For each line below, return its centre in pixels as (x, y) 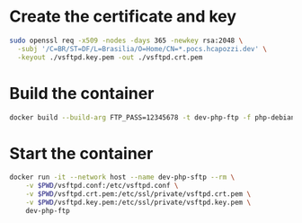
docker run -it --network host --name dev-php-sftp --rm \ (122, 177)
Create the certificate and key (123, 17)
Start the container (81, 153)
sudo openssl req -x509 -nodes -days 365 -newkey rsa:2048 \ (126, 40)
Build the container (82, 93)
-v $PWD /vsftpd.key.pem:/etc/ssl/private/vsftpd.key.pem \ (138, 202)
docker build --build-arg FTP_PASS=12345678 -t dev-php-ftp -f (130, 117)
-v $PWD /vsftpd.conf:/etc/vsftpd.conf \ (102, 186)
